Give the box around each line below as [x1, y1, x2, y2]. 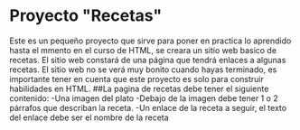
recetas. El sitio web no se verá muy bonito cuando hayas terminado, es [9, 64, 277, 75]
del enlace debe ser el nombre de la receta [9, 112, 169, 123]
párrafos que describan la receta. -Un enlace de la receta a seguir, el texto [9, 102, 287, 113]
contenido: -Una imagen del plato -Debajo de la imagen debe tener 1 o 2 [9, 92, 278, 104]
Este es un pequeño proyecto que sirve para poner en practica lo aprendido [9, 35, 292, 46]
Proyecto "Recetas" [9, 5, 163, 26]
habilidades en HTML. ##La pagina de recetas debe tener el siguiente [9, 83, 269, 94]
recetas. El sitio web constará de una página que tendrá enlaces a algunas [9, 54, 286, 65]
